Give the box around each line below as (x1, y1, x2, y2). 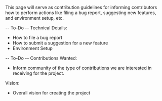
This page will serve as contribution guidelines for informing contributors (5, 5, 157, 10)
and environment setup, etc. (5, 15, 64, 21)
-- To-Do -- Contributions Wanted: (5, 55, 77, 61)
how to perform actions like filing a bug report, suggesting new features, (5, 10, 156, 16)
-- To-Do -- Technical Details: (5, 25, 67, 31)
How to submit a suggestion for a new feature (12, 40, 108, 46)
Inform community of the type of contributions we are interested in (12, 65, 152, 71)
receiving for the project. (12, 70, 65, 76)
